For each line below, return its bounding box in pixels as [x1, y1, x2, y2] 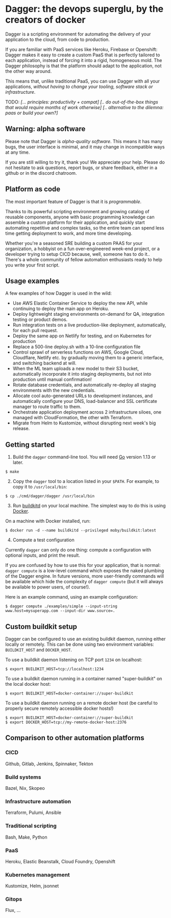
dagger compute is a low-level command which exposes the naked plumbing [5, 567, 164, 574]
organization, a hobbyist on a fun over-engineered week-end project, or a [5, 246, 160, 252]
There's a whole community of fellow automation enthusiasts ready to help [5, 256, 162, 262]
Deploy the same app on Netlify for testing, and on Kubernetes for [12, 333, 152, 339]
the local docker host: [5, 681, 51, 687]
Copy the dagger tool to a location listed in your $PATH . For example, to [12, 478, 159, 484]
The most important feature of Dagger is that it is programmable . [5, 198, 142, 205]
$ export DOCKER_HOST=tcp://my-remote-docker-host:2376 [5, 720, 127, 725]
